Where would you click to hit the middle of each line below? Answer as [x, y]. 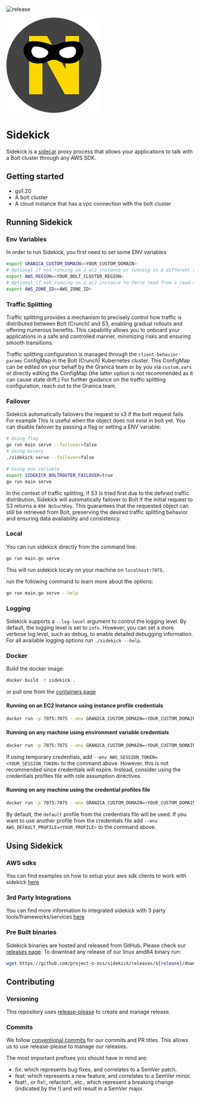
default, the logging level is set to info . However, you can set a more [90, 627]
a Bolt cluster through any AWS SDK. [51, 157]
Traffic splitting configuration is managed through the [72, 354]
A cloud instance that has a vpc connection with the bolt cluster [93, 203]
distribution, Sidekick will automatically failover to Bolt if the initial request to [100, 499]
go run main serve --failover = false [51, 445]
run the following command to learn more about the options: [80, 581]
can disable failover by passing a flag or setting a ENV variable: [84, 427]
